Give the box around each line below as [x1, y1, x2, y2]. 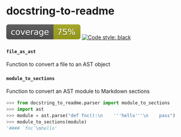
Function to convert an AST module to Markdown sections [6, 88, 150, 95]
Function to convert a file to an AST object [6, 61, 111, 68]
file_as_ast [6, 48, 36, 54]
